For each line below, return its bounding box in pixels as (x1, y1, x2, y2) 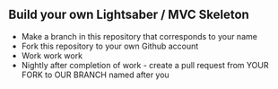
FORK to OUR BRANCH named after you (21, 69, 169, 80)
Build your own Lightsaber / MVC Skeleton (8, 7, 250, 22)
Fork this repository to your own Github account (21, 40, 199, 51)
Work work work (21, 49, 83, 61)
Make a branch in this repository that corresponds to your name (21, 31, 257, 41)
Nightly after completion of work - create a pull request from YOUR (21, 59, 269, 70)
